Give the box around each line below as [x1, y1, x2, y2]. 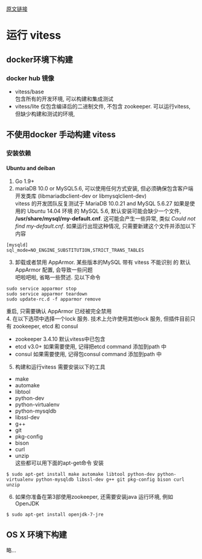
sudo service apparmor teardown [6, 291, 87, 297]
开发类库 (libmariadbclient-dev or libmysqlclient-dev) [14, 192, 147, 200]
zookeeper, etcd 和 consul [13, 323, 78, 330]
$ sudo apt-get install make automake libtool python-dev [6, 472, 155, 478]
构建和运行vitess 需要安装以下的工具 [14, 363, 106, 370]
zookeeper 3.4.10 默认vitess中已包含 [14, 336, 106, 343]
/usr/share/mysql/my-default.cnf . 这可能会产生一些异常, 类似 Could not [14, 215, 196, 222]
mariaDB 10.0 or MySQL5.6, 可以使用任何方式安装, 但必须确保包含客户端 [14, 185, 194, 192]
